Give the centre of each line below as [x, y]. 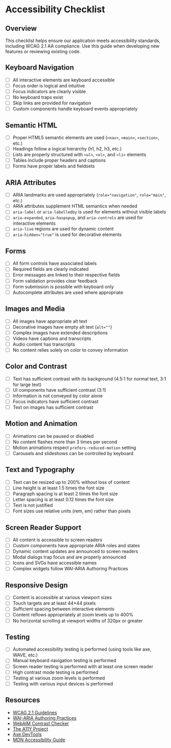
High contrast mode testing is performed [55, 672]
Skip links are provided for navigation [52, 103]
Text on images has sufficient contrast [53, 407]
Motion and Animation [41, 424]
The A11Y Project [30, 729]
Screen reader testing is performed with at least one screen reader [83, 666]
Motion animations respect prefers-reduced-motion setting [74, 447]
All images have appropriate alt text [50, 321]
